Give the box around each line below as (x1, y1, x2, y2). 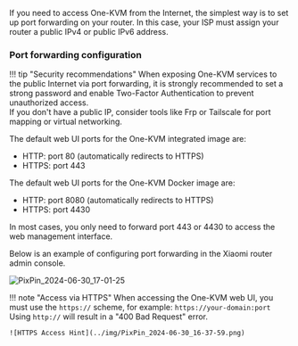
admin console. (9, 258, 66, 268)
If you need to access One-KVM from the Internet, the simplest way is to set (9, 8, 289, 18)
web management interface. (9, 231, 113, 242)
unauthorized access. (9, 97, 89, 108)
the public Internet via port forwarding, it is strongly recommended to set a (9, 78, 284, 89)
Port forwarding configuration (9, 48, 143, 61)
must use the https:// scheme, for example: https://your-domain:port (9, 302, 271, 313)
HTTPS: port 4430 (21, 204, 91, 215)
